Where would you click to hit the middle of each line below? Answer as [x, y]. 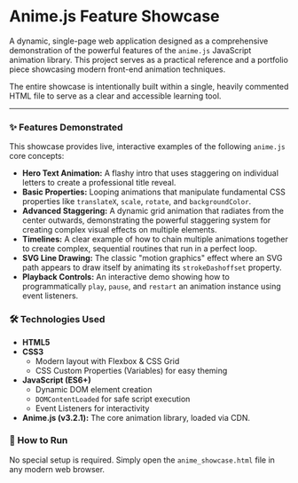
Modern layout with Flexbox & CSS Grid [107, 360]
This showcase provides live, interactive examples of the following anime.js [147, 146]
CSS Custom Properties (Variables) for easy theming [131, 370]
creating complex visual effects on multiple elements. [119, 230]
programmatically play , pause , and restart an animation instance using [151, 287]
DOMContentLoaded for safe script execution [113, 399]
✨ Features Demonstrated [66, 127]
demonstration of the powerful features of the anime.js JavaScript [130, 50]
